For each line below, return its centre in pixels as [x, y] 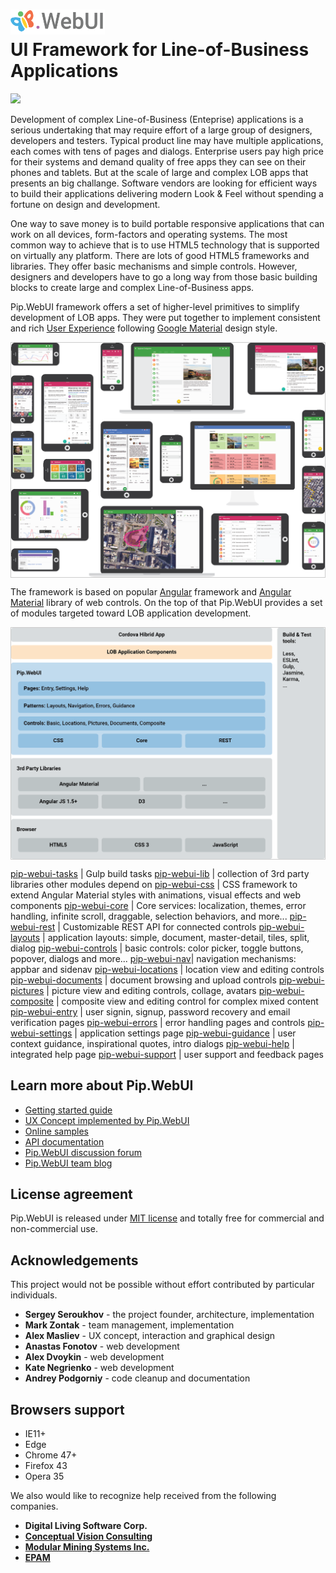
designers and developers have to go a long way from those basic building [164, 276]
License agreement [71, 1194]
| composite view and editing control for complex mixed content [187, 1001]
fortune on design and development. [85, 204]
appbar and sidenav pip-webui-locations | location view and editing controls [167, 969]
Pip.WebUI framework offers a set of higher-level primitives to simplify [155, 306]
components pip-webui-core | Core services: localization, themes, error [158, 905]
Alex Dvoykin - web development [94, 1357]
